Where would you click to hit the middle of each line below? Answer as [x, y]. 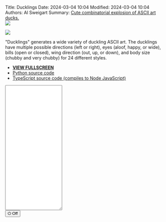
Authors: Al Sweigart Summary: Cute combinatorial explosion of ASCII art [80, 12]
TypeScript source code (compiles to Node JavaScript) [69, 78]
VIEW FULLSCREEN [33, 67]
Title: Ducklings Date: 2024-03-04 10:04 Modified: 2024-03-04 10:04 [77, 7]
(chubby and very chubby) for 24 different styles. [56, 58]
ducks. [12, 18]
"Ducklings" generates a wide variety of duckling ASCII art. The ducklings [81, 42]
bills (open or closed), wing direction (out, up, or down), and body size [77, 52]
